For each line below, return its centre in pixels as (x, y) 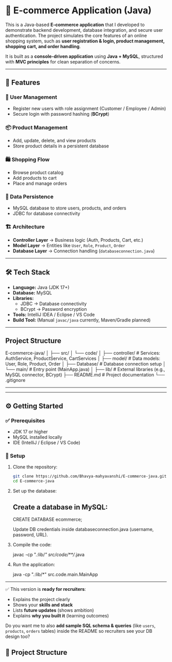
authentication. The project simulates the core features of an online (76, 35)
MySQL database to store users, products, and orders (69, 208)
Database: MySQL (32, 293)
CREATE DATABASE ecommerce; (47, 519)
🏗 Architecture (25, 227)
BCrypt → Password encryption (53, 309)
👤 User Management (31, 97)
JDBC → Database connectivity (53, 304)
